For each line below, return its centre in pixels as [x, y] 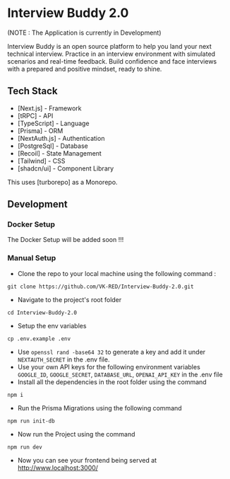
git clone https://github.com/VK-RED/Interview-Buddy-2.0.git [101, 287]
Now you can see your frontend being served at [87, 460]
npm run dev [25, 447]
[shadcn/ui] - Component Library [66, 168]
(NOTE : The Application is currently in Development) [84, 33]
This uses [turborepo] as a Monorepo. [62, 182]
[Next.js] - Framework [49, 108]
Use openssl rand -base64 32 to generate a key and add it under [111, 352]
